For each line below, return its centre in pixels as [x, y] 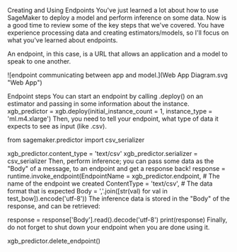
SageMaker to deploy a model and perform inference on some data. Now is [117, 18]
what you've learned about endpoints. [63, 40]
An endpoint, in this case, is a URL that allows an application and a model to [117, 54]
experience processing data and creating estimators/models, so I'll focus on [118, 32]
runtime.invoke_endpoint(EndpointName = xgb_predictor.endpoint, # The [114, 176]
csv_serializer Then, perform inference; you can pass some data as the [111, 161]
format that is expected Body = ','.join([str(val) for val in [87, 191]
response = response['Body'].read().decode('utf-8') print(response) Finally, [117, 220]
